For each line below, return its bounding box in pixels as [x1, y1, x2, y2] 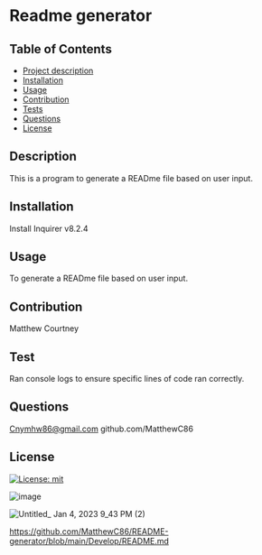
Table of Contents [9, 42, 113, 57]
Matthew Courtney [9, 323, 80, 334]
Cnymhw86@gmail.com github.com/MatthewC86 [9, 423, 194, 434]
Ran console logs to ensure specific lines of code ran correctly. [9, 374, 245, 384]
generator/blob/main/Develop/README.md [9, 535, 170, 546]
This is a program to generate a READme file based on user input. [9, 172, 253, 183]
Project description [22, 65, 94, 76]
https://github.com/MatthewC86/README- [9, 525, 169, 537]
